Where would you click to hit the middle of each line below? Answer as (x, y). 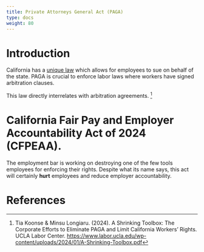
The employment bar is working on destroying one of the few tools (90, 163)
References (36, 200)
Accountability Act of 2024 (76, 133)
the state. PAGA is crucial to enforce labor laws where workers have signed (100, 77)
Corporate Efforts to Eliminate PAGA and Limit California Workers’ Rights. (106, 229)
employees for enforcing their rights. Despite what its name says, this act (98, 169)
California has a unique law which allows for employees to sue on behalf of (100, 70)
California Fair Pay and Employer (90, 121)
